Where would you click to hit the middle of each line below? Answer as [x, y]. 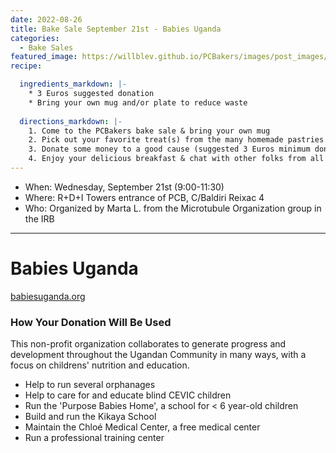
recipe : [26, 66]
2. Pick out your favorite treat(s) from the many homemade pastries [176, 140]
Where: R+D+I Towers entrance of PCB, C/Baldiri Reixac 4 [144, 197]
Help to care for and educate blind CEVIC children [128, 395]
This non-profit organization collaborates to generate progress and [148, 344]
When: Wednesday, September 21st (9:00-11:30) [124, 187]
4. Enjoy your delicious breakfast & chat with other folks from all [176, 159]
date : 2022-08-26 [46, 19]
